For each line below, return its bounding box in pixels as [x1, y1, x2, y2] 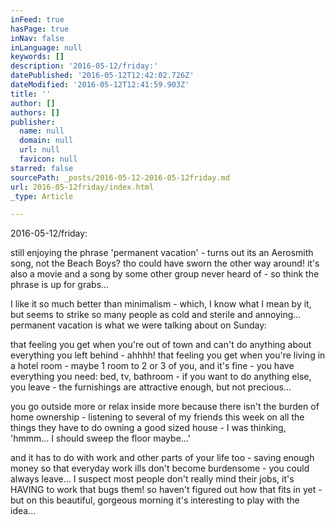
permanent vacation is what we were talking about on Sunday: [10, 319, 268, 331]
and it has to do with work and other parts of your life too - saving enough [10, 452, 315, 464]
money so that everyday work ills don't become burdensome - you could [10, 462, 310, 475]
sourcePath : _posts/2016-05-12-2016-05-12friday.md [10, 172, 230, 183]
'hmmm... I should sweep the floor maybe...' [10, 432, 191, 445]
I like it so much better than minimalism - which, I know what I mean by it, [10, 298, 312, 310]
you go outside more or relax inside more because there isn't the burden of [10, 401, 320, 413]
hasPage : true [10, 24, 70, 34]
